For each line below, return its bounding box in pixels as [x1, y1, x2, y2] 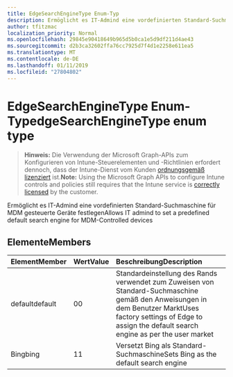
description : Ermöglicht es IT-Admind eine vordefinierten [7, 17, 182, 24]
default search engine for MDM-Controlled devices [7, 216, 153, 225]
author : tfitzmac [7, 23, 58, 30]
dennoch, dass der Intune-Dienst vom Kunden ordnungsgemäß [24, 166, 205, 174]
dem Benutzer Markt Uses [115, 303, 200, 313]
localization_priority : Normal [7, 29, 98, 37]
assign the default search [115, 321, 199, 330]
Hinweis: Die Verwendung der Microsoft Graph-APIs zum [24, 151, 189, 159]
